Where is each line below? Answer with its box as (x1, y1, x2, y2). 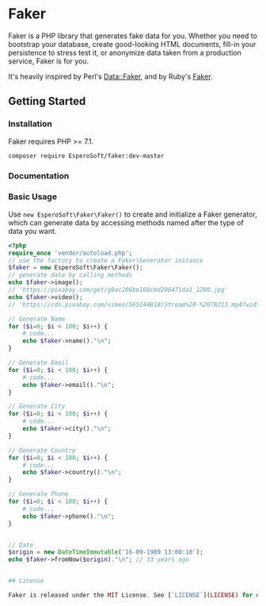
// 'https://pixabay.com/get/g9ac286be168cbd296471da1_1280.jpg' (8, 286, 228, 294)
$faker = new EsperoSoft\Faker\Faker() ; (8, 263, 144, 272)
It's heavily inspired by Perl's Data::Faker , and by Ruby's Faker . (8, 71, 213, 81)
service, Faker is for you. (8, 56, 89, 66)
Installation (8, 118, 53, 129)
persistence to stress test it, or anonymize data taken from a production (8, 48, 241, 57)
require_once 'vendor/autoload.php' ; (8, 249, 133, 257)
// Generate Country (8, 446, 77, 454)
